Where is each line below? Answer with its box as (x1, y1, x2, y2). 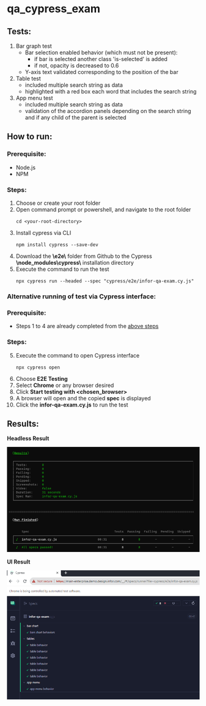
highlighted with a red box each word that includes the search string (24, 88, 197, 95)
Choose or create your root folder (15, 199, 101, 207)
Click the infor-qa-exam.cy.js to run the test (15, 401, 128, 408)
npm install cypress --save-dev (15, 241, 98, 248)
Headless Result (7, 435, 50, 442)
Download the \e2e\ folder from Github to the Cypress (15, 252, 152, 260)
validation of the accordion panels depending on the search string (24, 108, 191, 114)
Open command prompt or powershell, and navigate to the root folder (15, 205, 191, 213)
